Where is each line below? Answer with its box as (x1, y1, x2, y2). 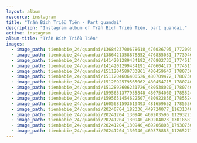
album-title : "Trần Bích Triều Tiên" (6, 36, 98, 41)
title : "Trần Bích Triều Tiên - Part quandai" (6, 19, 122, 25)
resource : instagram (6, 14, 57, 20)
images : (6, 41, 25, 47)
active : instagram (6, 30, 51, 36)
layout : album (6, 8, 41, 15)
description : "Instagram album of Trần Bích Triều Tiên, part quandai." (6, 25, 188, 31)
